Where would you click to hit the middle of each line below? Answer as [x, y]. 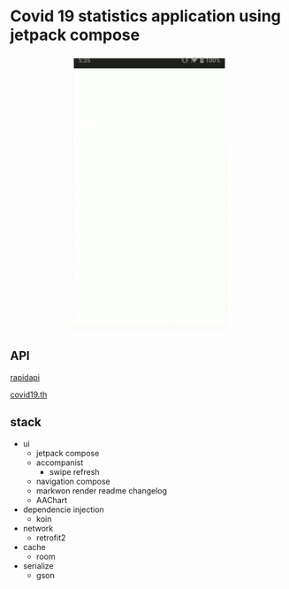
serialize [38, 566]
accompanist [60, 463]
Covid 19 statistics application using [146, 16]
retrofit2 [51, 538]
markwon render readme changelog [101, 490]
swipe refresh [74, 471]
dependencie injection [63, 509]
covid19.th [29, 394]
